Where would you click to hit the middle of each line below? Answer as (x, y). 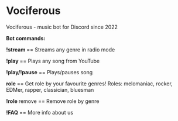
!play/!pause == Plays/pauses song (49, 72)
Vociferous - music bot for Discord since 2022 (62, 27)
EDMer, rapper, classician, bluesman (50, 89)
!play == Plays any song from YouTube (53, 61)
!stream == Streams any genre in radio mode (61, 49)
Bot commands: (26, 38)
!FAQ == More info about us (40, 112)
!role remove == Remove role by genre (53, 101)
